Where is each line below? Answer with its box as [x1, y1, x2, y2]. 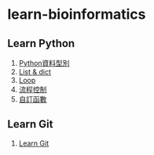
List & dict [18, 67, 52, 76]
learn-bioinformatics [7, 5, 146, 23]
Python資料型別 [18, 59, 70, 67]
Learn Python [7, 37, 75, 50]
